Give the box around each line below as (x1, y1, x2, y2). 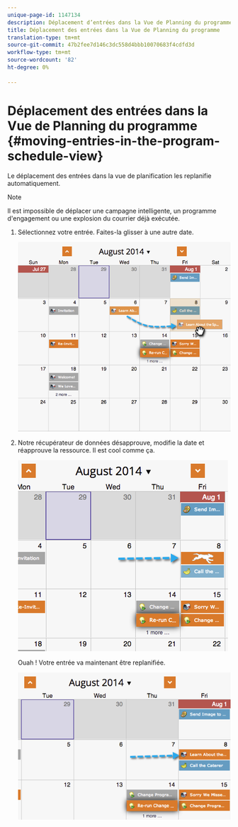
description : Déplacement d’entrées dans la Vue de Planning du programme (7, 18, 233, 26)
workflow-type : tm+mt (7, 49, 72, 56)
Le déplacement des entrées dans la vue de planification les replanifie (7, 171, 212, 180)
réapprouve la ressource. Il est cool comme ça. (17, 445, 155, 454)
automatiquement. (7, 179, 61, 187)
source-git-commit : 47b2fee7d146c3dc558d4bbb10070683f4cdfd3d (7, 41, 195, 49)
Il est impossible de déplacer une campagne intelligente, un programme (7, 206, 217, 215)
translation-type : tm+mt (7, 34, 81, 41)
